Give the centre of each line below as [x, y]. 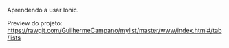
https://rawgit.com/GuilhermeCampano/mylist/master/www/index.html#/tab [115, 31]
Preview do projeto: [35, 23]
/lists [14, 38]
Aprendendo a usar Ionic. [43, 10]
